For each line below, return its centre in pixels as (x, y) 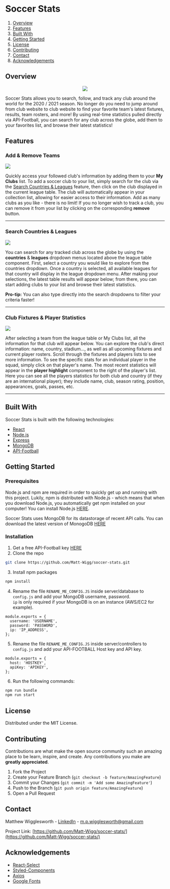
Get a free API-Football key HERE (47, 547)
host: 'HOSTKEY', (28, 663)
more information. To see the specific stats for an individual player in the (80, 360)
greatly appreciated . (27, 762)
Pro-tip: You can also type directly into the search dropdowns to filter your (83, 294)
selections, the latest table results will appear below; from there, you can (81, 279)
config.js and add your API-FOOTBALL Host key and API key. (77, 649)
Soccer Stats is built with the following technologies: (60, 419)
